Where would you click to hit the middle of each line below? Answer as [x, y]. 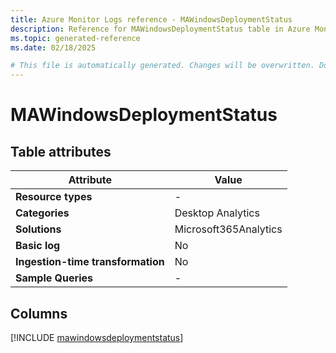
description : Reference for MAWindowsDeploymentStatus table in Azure [160, 29]
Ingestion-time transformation [90, 262]
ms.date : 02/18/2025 [53, 47]
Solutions [38, 229]
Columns [39, 313]
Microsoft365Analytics [228, 229]
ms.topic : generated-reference [75, 38]
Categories [42, 213]
